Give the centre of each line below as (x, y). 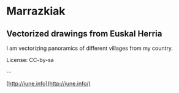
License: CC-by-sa (30, 60)
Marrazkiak (36, 11)
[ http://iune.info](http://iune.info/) (48, 84)
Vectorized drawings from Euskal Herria (84, 34)
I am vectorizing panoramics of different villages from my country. (90, 48)
